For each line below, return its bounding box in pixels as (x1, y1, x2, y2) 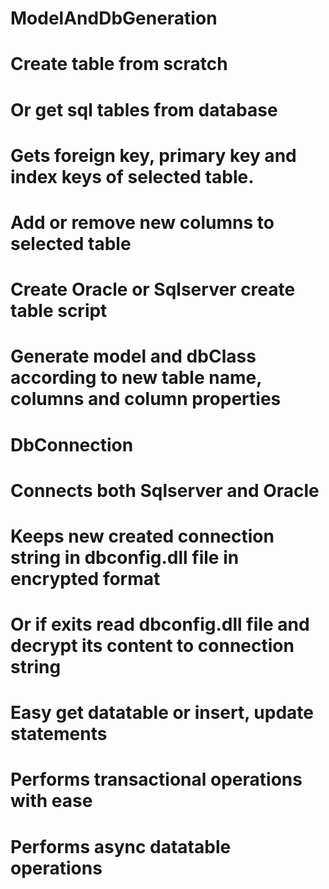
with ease (10, 790, 93, 812)
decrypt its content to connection (10, 635, 295, 657)
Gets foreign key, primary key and (10, 144, 297, 167)
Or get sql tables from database (10, 98, 278, 121)
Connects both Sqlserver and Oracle (10, 479, 320, 502)
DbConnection (10, 433, 134, 456)
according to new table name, (10, 367, 262, 389)
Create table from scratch (10, 53, 228, 76)
